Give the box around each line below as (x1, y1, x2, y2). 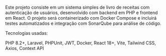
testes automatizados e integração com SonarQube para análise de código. (5, 20, 162, 26)
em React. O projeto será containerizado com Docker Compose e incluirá (5, 15, 157, 21)
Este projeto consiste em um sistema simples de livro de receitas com (5, 5, 150, 10)
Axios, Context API (5, 45, 44, 51)
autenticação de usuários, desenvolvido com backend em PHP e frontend (5, 10, 158, 16)
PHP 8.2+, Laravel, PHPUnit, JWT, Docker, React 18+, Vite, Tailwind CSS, (5, 40, 156, 46)
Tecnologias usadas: (5, 30, 48, 36)
